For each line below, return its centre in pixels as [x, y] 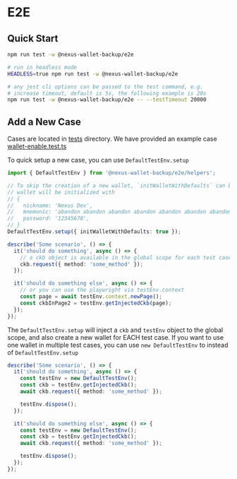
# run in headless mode [42, 67]
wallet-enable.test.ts [37, 146]
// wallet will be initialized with [61, 192]
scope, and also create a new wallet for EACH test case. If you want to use [116, 337]
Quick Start [33, 39]
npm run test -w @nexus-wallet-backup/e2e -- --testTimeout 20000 [107, 100]
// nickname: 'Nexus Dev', [50, 206]
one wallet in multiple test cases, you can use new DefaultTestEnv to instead [118, 345]
